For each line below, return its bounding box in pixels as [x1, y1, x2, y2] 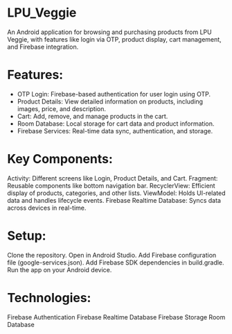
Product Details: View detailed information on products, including [17, 97, 203, 106]
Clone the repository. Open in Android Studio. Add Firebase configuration [7, 251, 217, 259]
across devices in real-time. [7, 203, 87, 212]
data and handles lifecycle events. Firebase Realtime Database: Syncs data [7, 196, 222, 204]
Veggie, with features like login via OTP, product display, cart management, [7, 35, 222, 43]
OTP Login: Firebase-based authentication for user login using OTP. [17, 90, 211, 98]
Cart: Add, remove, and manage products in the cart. [17, 112, 168, 120]
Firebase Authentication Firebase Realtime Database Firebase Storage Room [7, 312, 226, 321]
